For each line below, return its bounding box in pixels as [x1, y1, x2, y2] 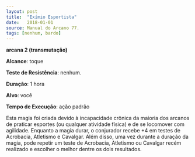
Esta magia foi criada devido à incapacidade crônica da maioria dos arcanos [6, 115, 190, 122]
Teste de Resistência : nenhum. [6, 69, 82, 76]
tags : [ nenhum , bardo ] [6, 30, 61, 36]
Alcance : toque [6, 58, 44, 65]
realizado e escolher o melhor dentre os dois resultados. [6, 146, 142, 153]
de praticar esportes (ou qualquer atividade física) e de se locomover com [6, 121, 185, 128]
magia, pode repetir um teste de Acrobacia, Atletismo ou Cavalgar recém [6, 139, 182, 146]
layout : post [6, 8, 38, 15]
